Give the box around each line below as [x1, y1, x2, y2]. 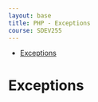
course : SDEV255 [8, 26, 62, 34]
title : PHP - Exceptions [8, 19, 91, 27]
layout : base [8, 11, 52, 20]
